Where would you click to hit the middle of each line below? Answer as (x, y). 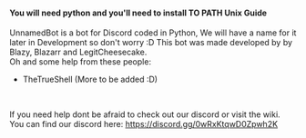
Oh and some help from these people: (81, 62)
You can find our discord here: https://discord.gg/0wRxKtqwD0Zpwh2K (144, 124)
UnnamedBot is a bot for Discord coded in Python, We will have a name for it (153, 33)
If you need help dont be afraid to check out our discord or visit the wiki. (145, 114)
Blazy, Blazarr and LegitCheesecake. (78, 52)
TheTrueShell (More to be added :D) (90, 79)
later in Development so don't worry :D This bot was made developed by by (151, 43)
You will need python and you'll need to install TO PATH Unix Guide (138, 13)
